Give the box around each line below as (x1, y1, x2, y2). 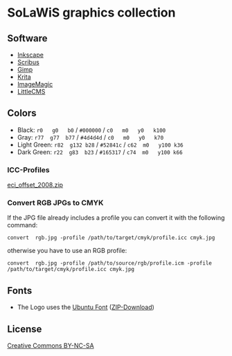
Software (7, 32, 48, 44)
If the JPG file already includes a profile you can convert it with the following (7, 214, 225, 222)
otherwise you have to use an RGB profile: (7, 247, 127, 255)
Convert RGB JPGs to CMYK (7, 198, 104, 208)
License (7, 323, 42, 335)
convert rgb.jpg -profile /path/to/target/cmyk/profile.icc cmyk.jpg (7, 234, 215, 241)
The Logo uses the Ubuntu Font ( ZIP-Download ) (17, 303, 154, 312)
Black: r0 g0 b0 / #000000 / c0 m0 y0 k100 (17, 126, 166, 134)
